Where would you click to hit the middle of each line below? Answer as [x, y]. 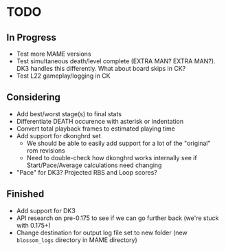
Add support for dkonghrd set [58, 135]
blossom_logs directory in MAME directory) [77, 240]
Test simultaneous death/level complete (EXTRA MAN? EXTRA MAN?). [116, 61]
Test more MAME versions [54, 54]
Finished [25, 194]
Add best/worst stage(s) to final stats [69, 113]
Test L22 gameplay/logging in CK [63, 76]
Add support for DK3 [46, 210]
